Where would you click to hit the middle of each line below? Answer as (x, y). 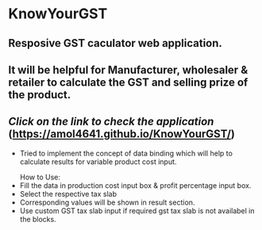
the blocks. (38, 219)
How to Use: (40, 177)
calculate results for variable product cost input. (98, 161)
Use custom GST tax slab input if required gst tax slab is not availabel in (137, 210)
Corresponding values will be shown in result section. (107, 202)
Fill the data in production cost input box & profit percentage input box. (135, 185)
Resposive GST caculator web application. (115, 43)
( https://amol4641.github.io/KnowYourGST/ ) (122, 134)
